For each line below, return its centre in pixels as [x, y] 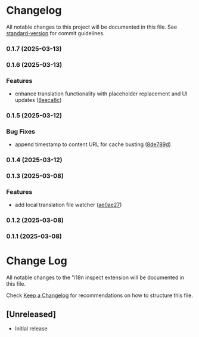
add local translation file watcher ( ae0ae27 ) [68, 205]
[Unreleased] [31, 314]
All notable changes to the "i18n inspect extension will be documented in [95, 277]
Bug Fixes [21, 131]
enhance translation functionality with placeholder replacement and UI [101, 94]
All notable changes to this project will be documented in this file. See [92, 27]
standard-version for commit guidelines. [55, 33]
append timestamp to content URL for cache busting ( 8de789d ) [93, 144]
